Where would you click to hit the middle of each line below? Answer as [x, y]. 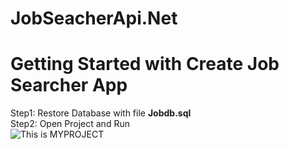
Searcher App [69, 85]
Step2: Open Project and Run [70, 124]
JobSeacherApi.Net [94, 18]
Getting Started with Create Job [145, 64]
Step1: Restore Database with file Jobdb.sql [101, 113]
